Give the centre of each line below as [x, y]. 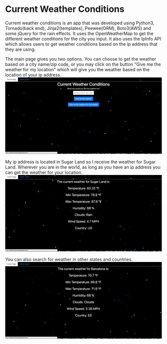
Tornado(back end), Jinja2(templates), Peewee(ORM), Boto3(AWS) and [78, 28]
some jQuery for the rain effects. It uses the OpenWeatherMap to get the [80, 33]
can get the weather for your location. [44, 172]
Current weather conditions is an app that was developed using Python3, [80, 23]
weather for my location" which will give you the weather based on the [78, 69]
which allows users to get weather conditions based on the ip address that [81, 44]
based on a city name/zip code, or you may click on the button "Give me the [83, 64]
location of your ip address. [33, 75]
